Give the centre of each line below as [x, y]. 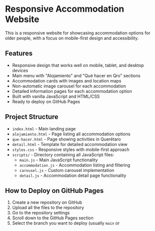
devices [20, 70]
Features [19, 53]
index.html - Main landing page [44, 128]
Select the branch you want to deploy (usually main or [66, 223]
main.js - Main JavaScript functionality [59, 160]
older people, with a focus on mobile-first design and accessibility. [72, 38]
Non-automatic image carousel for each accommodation [69, 86]
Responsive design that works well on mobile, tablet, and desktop [78, 65]
